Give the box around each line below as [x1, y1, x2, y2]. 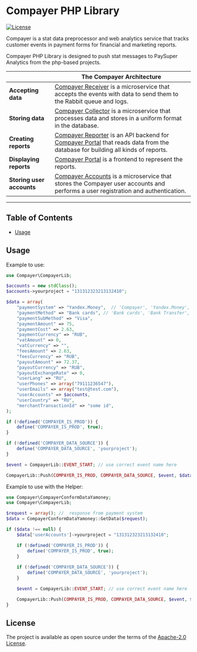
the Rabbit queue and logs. [55, 97, 129, 105]
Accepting [9, 86, 39, 94]
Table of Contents [6, 213, 73, 223]
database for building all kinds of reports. [55, 146, 168, 154]
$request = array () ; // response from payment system [6, 511, 143, 516]
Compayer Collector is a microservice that [55, 107, 171, 115]
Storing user [9, 175, 45, 184]
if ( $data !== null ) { [6, 526, 62, 532]
